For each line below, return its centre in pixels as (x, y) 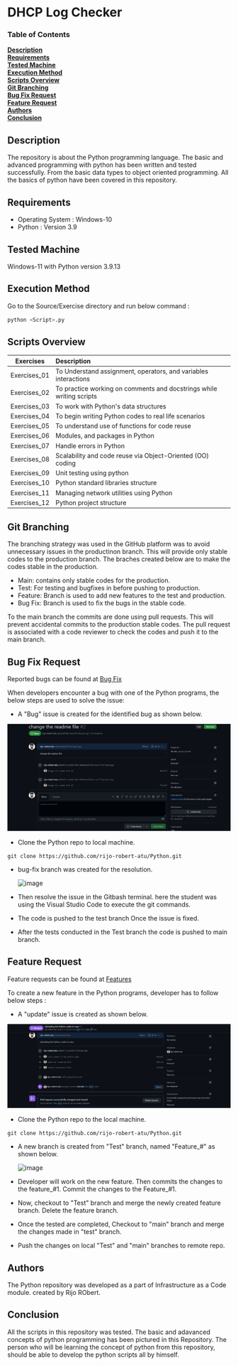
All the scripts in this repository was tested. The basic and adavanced (109, 1332)
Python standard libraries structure (106, 483)
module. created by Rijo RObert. (54, 1293)
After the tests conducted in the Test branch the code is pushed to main (123, 932)
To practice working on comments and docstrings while (136, 389)
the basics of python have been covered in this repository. (92, 180)
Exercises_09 (30, 473)
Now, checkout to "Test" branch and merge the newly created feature (119, 1203)
